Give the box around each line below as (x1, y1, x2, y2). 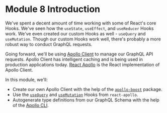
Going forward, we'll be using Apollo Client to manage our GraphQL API (5, 51, 153, 57)
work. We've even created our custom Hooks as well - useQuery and (5, 30, 146, 36)
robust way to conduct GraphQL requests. (5, 41, 93, 47)
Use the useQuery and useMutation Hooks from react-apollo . (12, 91, 138, 97)
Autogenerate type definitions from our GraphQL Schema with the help (12, 96, 159, 103)
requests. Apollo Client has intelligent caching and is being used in (5, 56, 143, 62)
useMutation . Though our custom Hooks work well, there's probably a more (5, 36, 161, 42)
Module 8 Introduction (5, 3, 101, 15)
